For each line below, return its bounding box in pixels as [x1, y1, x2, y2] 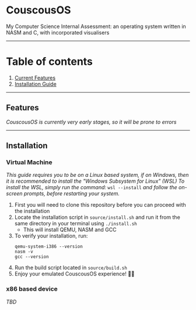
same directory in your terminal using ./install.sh [14, 220, 137, 227]
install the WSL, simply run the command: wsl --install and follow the [6, 184, 178, 191]
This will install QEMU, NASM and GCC [23, 226, 117, 234]
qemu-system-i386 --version [14, 243, 83, 250]
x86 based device [6, 285, 58, 293]
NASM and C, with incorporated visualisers [6, 29, 110, 36]
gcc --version [14, 254, 49, 260]
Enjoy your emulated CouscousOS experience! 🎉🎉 [14, 270, 135, 277]
